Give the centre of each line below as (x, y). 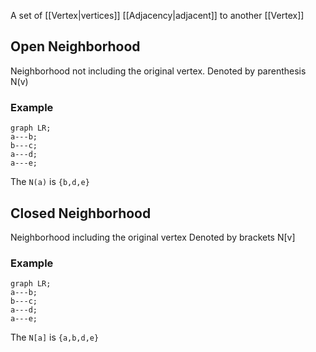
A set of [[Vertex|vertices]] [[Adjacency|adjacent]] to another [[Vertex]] (157, 15)
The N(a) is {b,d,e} (50, 182)
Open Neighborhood (75, 46)
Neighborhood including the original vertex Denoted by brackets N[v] (153, 237)
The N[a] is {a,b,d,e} (55, 337)
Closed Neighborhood (81, 213)
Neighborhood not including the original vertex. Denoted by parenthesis (158, 71)
